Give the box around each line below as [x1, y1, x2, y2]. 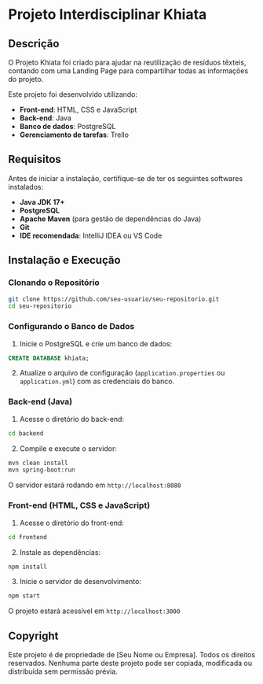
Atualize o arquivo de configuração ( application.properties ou [19, 368, 225, 378]
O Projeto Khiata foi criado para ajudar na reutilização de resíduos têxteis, [8, 57, 247, 67]
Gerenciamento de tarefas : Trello [19, 130, 130, 139]
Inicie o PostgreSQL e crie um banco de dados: [19, 338, 173, 348]
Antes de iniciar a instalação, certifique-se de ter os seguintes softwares [8, 173, 243, 183]
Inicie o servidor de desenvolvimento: [19, 577, 141, 586]
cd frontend [8, 533, 47, 541]
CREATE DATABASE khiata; [8, 354, 89, 362]
